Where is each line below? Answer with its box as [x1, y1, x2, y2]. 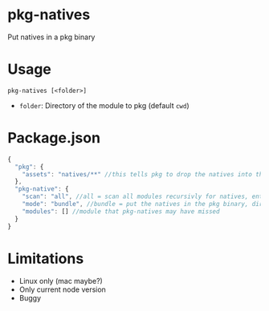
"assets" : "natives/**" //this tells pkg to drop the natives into [22, 170, 252, 178]
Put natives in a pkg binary [7, 32, 96, 42]
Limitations [7, 249, 84, 268]
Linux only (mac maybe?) [18, 276, 104, 285]
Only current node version [18, 285, 106, 294]
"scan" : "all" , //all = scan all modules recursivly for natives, [22, 192, 249, 201]
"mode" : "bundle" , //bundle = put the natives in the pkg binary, [22, 200, 249, 208]
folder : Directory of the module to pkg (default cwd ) [18, 100, 190, 110]
